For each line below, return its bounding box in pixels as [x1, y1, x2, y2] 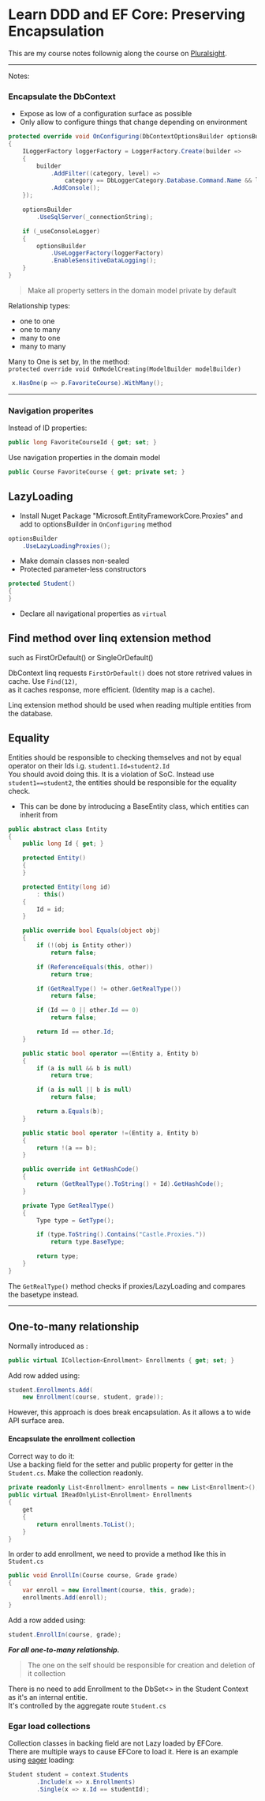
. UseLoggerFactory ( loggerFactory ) [50, 249, 164, 258]
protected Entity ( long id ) [22, 883, 111, 891]
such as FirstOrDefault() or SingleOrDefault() [8, 652, 154, 662]
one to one [19, 316, 55, 326]
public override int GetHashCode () [22, 1165, 140, 1173]
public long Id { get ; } [22, 840, 104, 848]
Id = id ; [36, 905, 65, 913]
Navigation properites [8, 405, 94, 416]
